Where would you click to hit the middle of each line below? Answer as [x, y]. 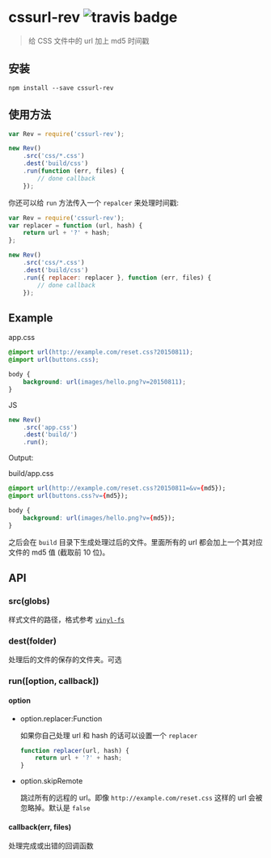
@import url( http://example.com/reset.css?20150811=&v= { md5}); [117, 488]
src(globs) [29, 601]
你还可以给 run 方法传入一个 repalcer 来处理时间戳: [94, 202]
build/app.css [31, 474]
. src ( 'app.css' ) [51, 427]
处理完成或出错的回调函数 [51, 846]
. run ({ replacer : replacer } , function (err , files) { [117, 278]
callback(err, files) [40, 826]
